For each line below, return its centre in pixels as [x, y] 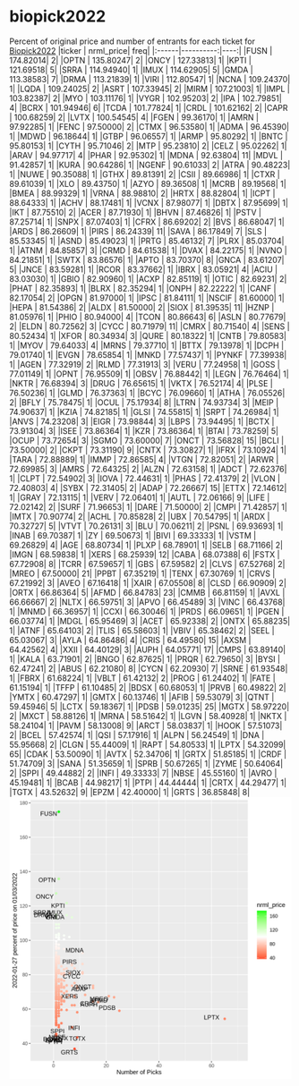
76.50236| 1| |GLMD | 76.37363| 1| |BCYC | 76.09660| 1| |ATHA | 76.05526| [147, 393]
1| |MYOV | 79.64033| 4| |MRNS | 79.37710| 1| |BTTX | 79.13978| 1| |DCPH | [147, 345]
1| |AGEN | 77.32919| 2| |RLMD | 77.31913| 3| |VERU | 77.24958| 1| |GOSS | [145, 364]
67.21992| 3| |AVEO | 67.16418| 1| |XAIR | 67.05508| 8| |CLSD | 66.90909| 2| [148, 582]
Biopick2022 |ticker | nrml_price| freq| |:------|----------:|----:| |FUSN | [141, 50]
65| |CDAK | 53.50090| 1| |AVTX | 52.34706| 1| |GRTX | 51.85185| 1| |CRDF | [148, 754]
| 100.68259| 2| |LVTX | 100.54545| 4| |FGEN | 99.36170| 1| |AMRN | [134, 117]
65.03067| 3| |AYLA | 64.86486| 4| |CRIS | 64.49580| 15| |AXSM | [130, 640]
